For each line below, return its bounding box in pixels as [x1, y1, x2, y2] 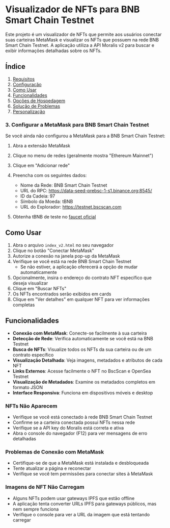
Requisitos [12, 76, 35, 82]
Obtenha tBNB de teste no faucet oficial [12, 214, 96, 220]
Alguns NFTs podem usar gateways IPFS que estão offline [12, 495, 135, 501]
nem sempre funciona [12, 506, 59, 512]
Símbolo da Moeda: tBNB [20, 198, 73, 205]
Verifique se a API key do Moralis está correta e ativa [12, 424, 124, 431]
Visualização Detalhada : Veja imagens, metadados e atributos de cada [12, 357, 163, 363]
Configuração [12, 81, 42, 87]
